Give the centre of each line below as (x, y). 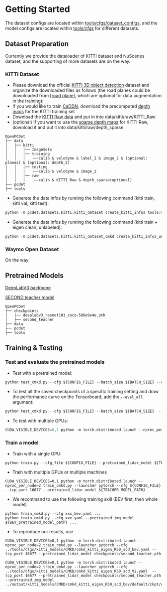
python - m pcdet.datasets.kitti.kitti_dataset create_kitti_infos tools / (83, 213)
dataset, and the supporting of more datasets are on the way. (68, 61)
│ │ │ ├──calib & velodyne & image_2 (51, 171)
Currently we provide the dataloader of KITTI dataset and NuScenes (75, 56)
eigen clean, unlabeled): (37, 227)
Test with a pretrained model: (42, 373)
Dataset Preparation (37, 44)
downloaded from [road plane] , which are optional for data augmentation (87, 96)
